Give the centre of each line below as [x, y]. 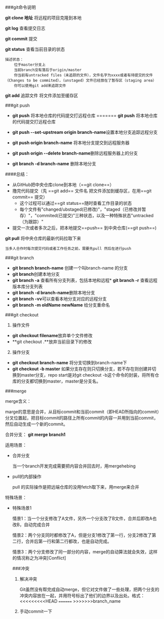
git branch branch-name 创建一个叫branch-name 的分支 [70, 268]
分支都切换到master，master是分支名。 [61, 381]
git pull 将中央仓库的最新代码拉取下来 [43, 238]
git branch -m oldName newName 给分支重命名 [61, 305]
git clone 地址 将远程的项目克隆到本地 [44, 18]
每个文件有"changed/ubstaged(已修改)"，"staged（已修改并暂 [83, 209]
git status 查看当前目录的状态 [35, 49]
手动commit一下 [36, 611]
